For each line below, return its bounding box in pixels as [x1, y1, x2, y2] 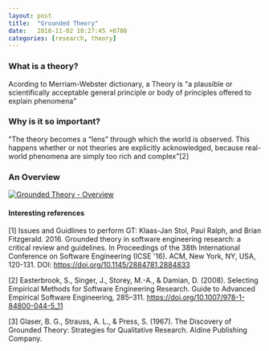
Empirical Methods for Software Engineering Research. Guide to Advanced [8, 284, 255, 294]
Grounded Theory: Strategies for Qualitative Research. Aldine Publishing [8, 325, 247, 335]
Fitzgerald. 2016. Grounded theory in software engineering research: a [8, 235, 242, 244]
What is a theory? [8, 61, 79, 72]
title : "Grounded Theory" [8, 19, 99, 27]
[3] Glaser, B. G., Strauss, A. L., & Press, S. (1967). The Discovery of [8, 316, 232, 326]
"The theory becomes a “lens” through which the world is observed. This [8, 134, 251, 144]
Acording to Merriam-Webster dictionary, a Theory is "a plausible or [8, 79, 233, 88]
